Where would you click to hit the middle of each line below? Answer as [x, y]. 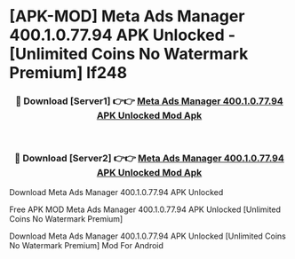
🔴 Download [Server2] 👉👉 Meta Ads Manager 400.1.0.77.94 [149, 159]
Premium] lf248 [68, 73]
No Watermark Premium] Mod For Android [87, 245]
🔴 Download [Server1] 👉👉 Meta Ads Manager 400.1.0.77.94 [149, 101]
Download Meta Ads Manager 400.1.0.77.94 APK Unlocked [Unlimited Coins [147, 236]
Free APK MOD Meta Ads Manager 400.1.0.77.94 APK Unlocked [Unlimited [145, 209]
